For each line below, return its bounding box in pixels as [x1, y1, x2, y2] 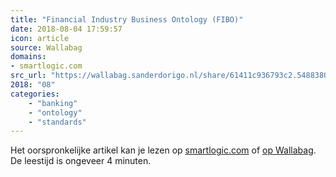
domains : [10, 52, 47, 62]
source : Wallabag [10, 42, 83, 53]
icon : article [10, 33, 70, 43]
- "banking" [28, 98, 78, 108]
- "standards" [28, 117, 87, 127]
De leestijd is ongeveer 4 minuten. [10, 155, 152, 167]
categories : [10, 89, 60, 99]
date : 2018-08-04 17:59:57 [10, 24, 123, 34]
